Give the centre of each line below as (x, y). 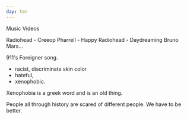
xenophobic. (30, 81)
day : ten (17, 11)
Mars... (15, 46)
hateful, (24, 75)
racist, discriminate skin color (51, 69)
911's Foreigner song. (32, 57)
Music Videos (23, 28)
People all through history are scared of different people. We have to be (94, 104)
